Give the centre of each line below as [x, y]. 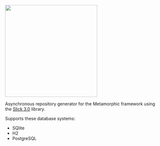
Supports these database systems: [40, 119]
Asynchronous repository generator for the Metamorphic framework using [80, 104]
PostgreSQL [24, 138]
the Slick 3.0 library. [25, 109]
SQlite [18, 128]
